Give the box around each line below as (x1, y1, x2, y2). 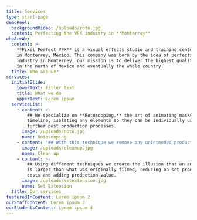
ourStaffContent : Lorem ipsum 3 (6, 199, 85, 205)
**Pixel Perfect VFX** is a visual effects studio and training (16, 47, 177, 53)
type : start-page (6, 14, 49, 20)
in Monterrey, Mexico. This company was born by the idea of (16, 52, 169, 58)
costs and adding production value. (27, 172, 117, 178)
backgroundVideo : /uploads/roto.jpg (11, 25, 101, 31)
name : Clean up (21, 150, 59, 156)
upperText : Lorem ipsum (16, 96, 75, 101)
